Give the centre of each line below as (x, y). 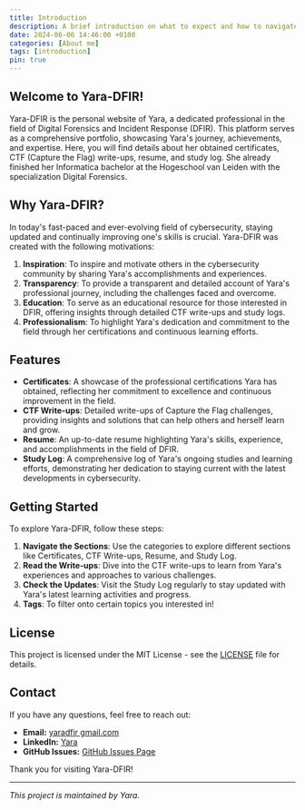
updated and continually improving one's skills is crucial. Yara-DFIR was (144, 236)
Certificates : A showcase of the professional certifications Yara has (150, 381)
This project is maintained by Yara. (75, 795)
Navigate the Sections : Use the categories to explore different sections (157, 547)
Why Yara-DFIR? (57, 205)
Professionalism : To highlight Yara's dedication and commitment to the (156, 321)
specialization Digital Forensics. (69, 176)
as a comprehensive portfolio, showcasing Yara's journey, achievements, (146, 138)
